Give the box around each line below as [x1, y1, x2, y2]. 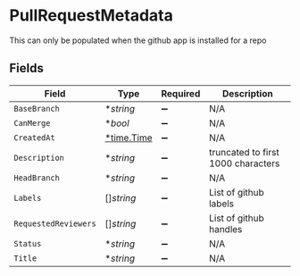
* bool [104, 117, 129, 130]
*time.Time [104, 131, 153, 144]
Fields [9, 61, 45, 76]
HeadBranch [13, 172, 60, 183]
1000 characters [208, 157, 280, 170]
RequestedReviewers [13, 218, 96, 229]
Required [161, 87, 201, 99]
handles [208, 222, 243, 235]
